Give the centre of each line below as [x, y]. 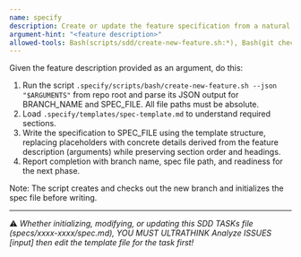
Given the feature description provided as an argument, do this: [126, 68]
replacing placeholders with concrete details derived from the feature [150, 142]
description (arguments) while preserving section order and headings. [151, 152]
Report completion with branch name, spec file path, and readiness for [153, 161]
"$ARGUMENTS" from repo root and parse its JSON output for [130, 95]
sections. [39, 124]
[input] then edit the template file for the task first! [102, 243]
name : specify [36, 17]
